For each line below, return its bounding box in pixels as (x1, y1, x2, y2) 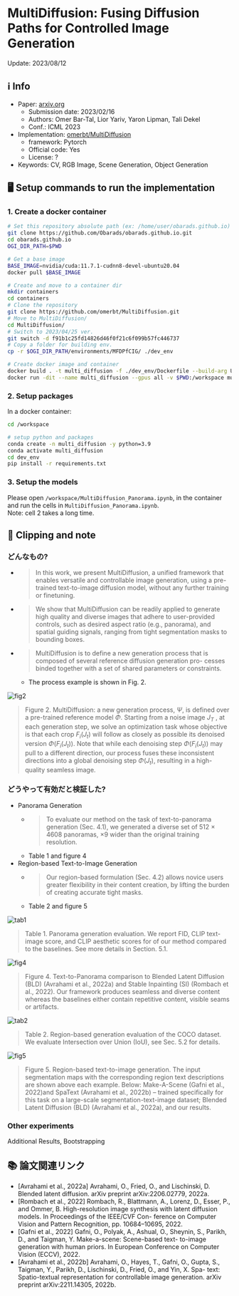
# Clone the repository (7, 301, 78, 309)
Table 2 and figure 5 (28, 901, 87, 910)
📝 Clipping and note (7, 529, 96, 541)
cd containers (7, 295, 50, 302)
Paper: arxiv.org (17, 100, 65, 108)
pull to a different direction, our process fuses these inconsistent (24, 748, 215, 757)
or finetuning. (35, 591, 75, 600)
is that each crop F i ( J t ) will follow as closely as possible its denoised (24, 730, 225, 740)
